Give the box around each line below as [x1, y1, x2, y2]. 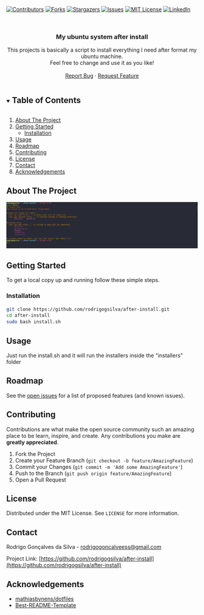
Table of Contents [12, 95, 81, 106]
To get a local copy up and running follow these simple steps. [6, 277, 160, 284]
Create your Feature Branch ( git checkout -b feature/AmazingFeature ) [15, 457, 194, 464]
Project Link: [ [6, 555, 41, 562]
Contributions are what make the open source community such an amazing [6, 425, 194, 433]
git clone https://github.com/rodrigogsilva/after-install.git [6, 306, 170, 312]
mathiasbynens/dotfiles [15, 595, 74, 603]
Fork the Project [15, 450, 56, 457]
